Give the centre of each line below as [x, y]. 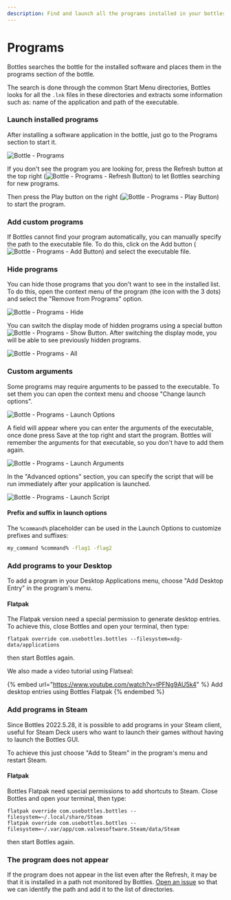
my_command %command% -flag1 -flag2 [59, 548]
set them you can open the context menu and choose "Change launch [107, 394]
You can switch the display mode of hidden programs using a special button [115, 326]
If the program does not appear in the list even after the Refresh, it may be [112, 875]
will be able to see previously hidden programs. [74, 340]
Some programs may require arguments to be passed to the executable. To [113, 386]
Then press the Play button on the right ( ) [113, 196]
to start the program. [36, 204]
